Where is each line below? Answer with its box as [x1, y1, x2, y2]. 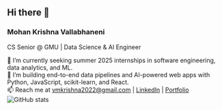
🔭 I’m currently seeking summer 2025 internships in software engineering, [7, 56, 216, 64]
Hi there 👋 [7, 7, 50, 18]
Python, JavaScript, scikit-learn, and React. [7, 78, 129, 86]
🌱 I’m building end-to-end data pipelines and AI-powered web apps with [7, 70, 210, 79]
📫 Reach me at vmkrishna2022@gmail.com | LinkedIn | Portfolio [7, 85, 189, 94]
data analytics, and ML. [7, 63, 73, 72]
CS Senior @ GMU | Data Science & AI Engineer [7, 42, 141, 51]
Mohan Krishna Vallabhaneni [7, 27, 105, 37]
